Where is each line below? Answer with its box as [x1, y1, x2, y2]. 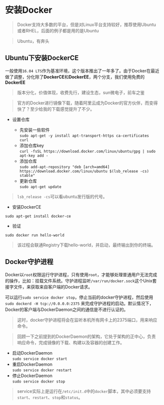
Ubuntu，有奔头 [17, 38, 50, 44]
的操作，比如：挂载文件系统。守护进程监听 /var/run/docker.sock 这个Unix [5, 278, 153, 284]
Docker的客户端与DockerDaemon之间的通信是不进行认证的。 [5, 307, 128, 312]
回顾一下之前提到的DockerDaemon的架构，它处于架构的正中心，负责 [17, 334, 156, 339]
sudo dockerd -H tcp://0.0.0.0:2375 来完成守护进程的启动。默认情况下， [5, 300, 154, 306]
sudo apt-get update [19, 184, 62, 189]
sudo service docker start [12, 356, 68, 361]
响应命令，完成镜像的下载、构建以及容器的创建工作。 [17, 339, 125, 345]
